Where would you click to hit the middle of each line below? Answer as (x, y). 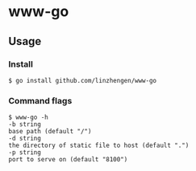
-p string (25, 153)
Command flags (40, 100)
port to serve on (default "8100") (68, 160)
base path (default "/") (50, 132)
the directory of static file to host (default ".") (99, 146)
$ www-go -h (28, 118)
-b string (25, 124)
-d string (25, 139)
